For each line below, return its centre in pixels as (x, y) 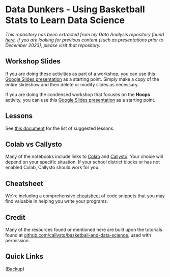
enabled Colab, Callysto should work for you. (52, 168)
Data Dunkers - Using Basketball (75, 9)
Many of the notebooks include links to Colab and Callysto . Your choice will (84, 156)
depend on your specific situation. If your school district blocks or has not (83, 162)
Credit (15, 217)
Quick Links (24, 257)
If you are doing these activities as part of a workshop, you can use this (80, 74)
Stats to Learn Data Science (65, 20)
